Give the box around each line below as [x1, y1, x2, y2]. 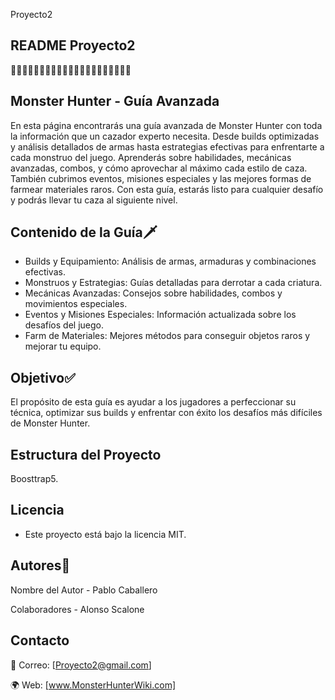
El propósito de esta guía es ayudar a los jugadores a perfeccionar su [10, 396, 297, 408]
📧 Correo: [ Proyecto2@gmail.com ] [10, 659, 152, 671]
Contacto [10, 632, 70, 649]
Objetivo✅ [10, 369, 76, 386]
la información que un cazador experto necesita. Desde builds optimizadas [10, 130, 320, 142]
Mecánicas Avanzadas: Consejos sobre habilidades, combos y [24, 287, 283, 299]
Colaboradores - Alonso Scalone [10, 603, 145, 615]
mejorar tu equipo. [24, 340, 102, 353]
